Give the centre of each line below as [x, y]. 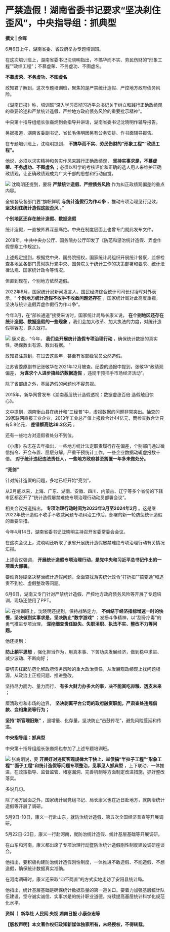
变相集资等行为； [32, 709]
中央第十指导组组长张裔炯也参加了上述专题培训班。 [58, 748]
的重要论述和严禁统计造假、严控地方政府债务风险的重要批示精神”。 [75, 111]
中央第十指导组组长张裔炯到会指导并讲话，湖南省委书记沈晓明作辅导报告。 [83, 122]
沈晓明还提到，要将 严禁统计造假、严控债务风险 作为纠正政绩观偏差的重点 [88, 184]
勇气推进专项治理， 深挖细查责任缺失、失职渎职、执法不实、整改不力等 [79, 624]
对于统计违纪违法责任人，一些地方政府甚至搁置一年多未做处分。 [81, 458]
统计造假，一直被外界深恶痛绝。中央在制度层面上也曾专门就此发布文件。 [80, 229]
